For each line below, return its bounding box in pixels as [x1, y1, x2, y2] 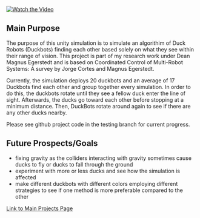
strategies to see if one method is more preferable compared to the [15, 187, 184, 194]
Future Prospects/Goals [6, 138, 98, 148]
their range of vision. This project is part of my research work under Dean [6, 52, 190, 59]
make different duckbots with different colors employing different [15, 180, 178, 187]
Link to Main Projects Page [6, 205, 73, 212]
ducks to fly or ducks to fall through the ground [15, 160, 133, 168]
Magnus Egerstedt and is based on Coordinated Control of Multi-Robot [6, 58, 183, 66]
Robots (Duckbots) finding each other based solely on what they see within [6, 45, 195, 53]
